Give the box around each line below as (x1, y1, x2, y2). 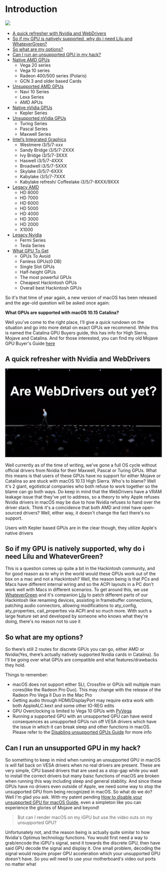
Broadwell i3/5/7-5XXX (19, 163, 67, 169)
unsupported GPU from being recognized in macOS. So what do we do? (5, 789, 153, 795)
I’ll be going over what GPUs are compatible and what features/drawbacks (5, 657, 158, 663)
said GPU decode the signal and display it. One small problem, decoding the (5, 845, 161, 852)
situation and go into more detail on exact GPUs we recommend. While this (5, 324, 159, 330)
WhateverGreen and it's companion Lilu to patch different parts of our (5, 592, 148, 598)
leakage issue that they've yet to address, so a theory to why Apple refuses (5, 494, 160, 500)
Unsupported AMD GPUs (12, 83, 64, 89)
